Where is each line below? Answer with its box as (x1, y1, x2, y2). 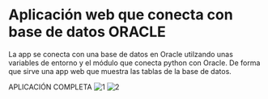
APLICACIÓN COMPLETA (8, 82, 92, 92)
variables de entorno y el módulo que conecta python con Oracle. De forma (8, 58, 261, 68)
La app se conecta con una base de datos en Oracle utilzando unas (8, 49, 233, 59)
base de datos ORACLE (8, 23, 166, 41)
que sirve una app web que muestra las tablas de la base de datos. (8, 66, 232, 76)
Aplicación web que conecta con (8, 6, 233, 24)
